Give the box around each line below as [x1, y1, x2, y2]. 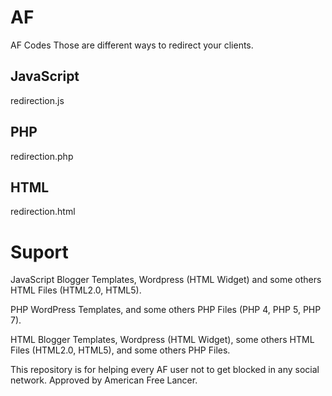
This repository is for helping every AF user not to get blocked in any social [10, 364, 320, 376]
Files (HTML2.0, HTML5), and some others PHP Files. [10, 344, 231, 356]
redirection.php [10, 150, 74, 162]
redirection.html [10, 206, 76, 218]
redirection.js [10, 94, 65, 106]
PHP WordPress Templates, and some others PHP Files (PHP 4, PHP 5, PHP [10, 304, 322, 316]
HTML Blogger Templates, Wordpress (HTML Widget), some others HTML [10, 334, 315, 346]
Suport [10, 241, 69, 263]
